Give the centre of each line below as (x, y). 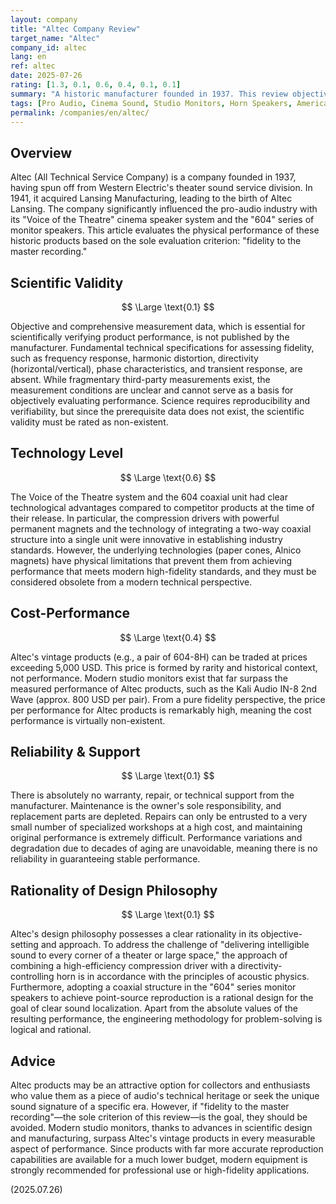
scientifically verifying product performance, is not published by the (150, 337)
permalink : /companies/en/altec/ (80, 112)
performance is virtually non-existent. (88, 720)
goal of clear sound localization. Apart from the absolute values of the (154, 1008)
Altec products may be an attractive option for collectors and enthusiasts (160, 1085)
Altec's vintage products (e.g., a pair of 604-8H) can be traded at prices (159, 657)
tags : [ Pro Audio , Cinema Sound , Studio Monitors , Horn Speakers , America (169, 103)
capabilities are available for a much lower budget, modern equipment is (159, 1160)
